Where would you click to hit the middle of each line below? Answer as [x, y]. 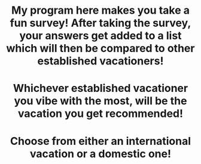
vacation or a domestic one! [100, 154]
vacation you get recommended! [100, 114]
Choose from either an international [100, 141]
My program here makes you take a [100, 10]
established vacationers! [100, 61]
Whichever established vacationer [100, 89]
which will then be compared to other [100, 49]
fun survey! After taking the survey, [100, 23]
